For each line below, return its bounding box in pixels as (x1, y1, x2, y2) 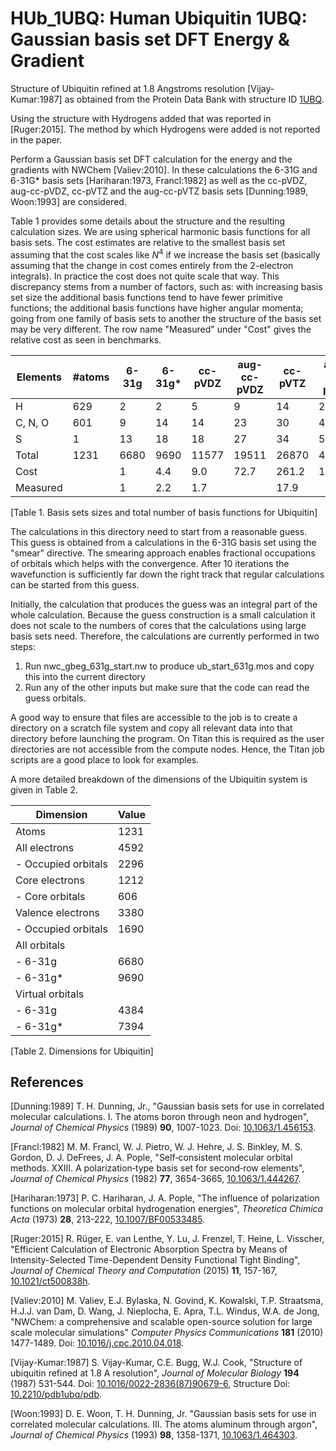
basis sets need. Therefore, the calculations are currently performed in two (10, 630, 320, 642)
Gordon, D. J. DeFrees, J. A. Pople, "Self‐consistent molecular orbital (10, 1152, 293, 1164)
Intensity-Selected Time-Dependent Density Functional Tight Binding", (10, 1254, 301, 1266)
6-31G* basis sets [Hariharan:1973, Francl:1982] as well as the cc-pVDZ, (10, 174, 308, 186)
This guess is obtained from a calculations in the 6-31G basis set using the (10, 536, 317, 548)
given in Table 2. (10, 783, 79, 796)
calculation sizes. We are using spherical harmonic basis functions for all (10, 225, 311, 237)
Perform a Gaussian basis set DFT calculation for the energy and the (10, 153, 293, 165)
